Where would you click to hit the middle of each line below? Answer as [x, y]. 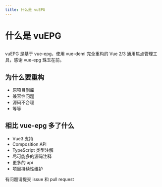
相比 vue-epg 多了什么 [40, 126]
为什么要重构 [25, 77]
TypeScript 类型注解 [33, 150]
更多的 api [23, 162]
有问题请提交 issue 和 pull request [40, 179]
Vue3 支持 [23, 138]
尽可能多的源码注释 [32, 156]
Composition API [29, 144]
